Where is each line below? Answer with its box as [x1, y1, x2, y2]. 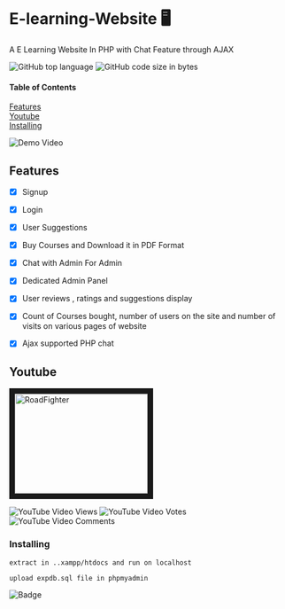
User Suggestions [21, 223, 88, 233]
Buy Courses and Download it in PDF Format [21, 240, 185, 251]
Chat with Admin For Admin [21, 258, 122, 269]
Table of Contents [9, 82, 77, 92]
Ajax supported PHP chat [21, 338, 115, 348]
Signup [21, 186, 49, 197]
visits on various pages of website [21, 321, 148, 332]
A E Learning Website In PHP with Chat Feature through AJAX [9, 43, 235, 55]
